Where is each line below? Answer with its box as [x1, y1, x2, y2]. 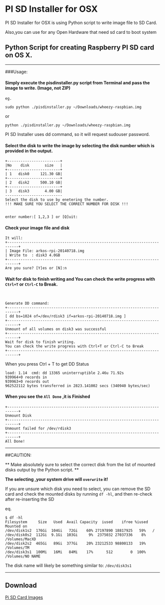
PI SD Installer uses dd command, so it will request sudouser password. [5, 131, 150, 137]
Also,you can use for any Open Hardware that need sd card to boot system [5, 29, 157, 35]
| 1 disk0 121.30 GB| [5, 172, 63, 177]
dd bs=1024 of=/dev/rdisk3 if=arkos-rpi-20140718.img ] [9, 314, 126, 318]
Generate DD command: [5, 301, 50, 306]
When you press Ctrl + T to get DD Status [5, 361, 89, 367]
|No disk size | [5, 163, 63, 168]
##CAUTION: [5, 452, 32, 458]
